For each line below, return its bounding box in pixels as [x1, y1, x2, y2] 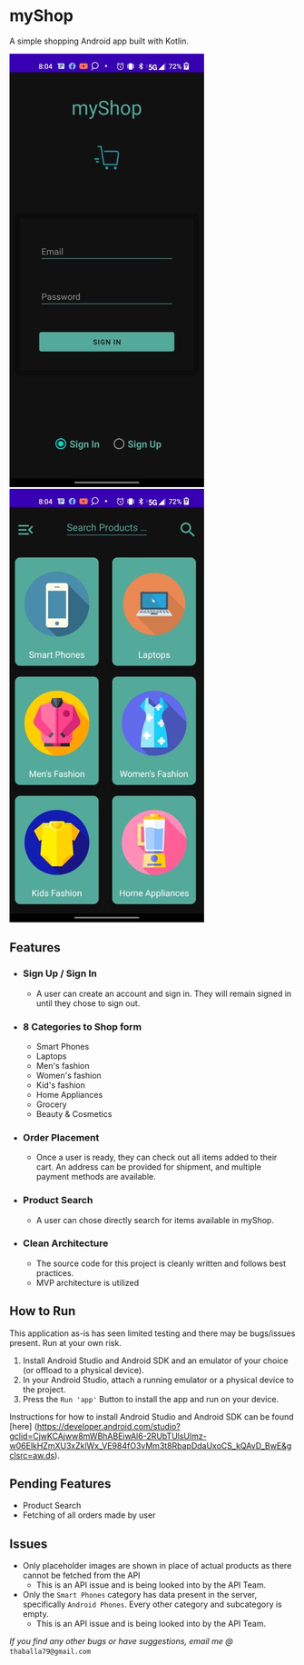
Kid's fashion [35, 1079, 86, 1091]
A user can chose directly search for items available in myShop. [35, 1214, 275, 1225]
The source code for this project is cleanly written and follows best [35, 1258, 286, 1269]
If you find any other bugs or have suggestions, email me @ [9, 1636, 233, 1647]
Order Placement [22, 1131, 100, 1143]
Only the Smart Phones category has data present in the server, [22, 1590, 257, 1600]
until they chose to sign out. [35, 997, 141, 1009]
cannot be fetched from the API [22, 1570, 141, 1581]
